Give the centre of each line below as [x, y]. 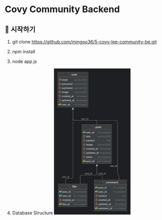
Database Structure [33, 213]
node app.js [24, 61]
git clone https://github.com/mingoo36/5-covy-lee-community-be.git [84, 42]
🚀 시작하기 [20, 29]
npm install [24, 51]
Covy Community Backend [62, 9]
